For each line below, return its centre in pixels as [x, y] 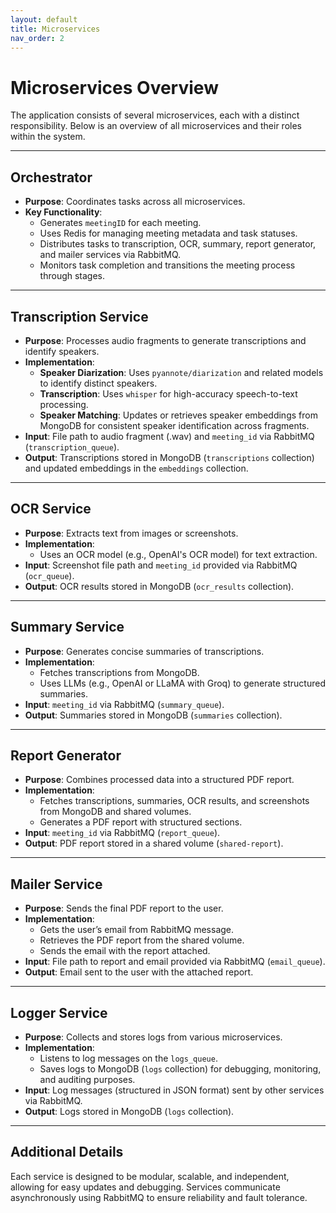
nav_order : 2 [37, 38]
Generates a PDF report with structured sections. [141, 822]
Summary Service [67, 627]
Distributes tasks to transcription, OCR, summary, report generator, [178, 244]
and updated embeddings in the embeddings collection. [136, 468]
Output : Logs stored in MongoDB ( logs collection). [129, 1111]
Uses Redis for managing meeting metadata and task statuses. [168, 233]
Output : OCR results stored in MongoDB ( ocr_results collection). [159, 586]
